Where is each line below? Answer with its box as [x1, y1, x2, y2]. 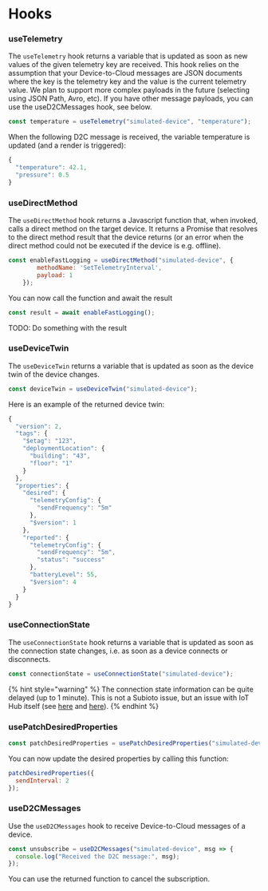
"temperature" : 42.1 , [15, 164, 88, 172]
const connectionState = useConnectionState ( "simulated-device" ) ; [8, 670, 234, 678]
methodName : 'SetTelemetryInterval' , [37, 264, 162, 272]
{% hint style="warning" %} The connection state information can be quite [8, 684, 254, 694]
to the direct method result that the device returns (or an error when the [8, 232, 244, 242]
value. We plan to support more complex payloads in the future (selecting [8, 85, 250, 95]
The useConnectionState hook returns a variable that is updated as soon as [8, 637, 254, 647]
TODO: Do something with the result [8, 323, 128, 332]
